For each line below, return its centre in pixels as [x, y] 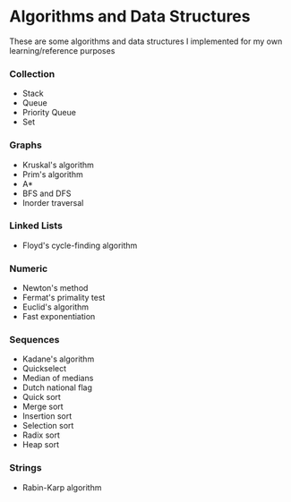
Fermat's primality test [64, 298]
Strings [26, 468]
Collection [32, 73]
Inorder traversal [53, 202]
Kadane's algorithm [58, 359]
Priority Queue [49, 113]
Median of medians [58, 379]
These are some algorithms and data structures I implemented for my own [146, 41]
